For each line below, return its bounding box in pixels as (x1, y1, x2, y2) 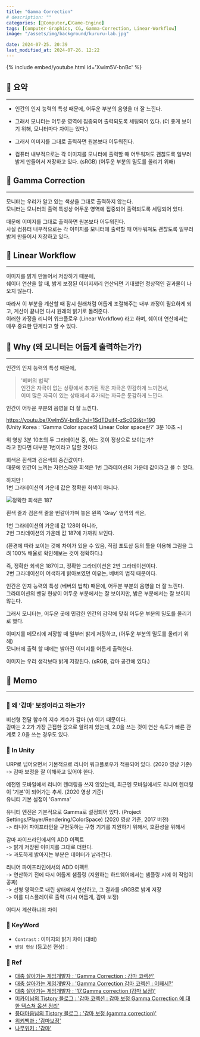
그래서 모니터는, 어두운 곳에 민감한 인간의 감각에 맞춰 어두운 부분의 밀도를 (6, 610, 176, 618)
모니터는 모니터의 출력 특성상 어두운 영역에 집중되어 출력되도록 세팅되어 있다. (6, 205, 185, 212)
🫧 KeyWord (6, 921, 39, 930)
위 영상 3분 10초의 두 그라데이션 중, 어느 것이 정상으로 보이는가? (6, 436, 154, 443)
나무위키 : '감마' (14, 1024, 52, 1032)
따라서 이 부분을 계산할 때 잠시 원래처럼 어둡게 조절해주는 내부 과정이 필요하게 (6, 300, 186, 307)
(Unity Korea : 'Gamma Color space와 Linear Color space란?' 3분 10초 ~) (6, 424, 183, 431)
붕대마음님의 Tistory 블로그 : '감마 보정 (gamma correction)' (14, 1010, 157, 1017)
